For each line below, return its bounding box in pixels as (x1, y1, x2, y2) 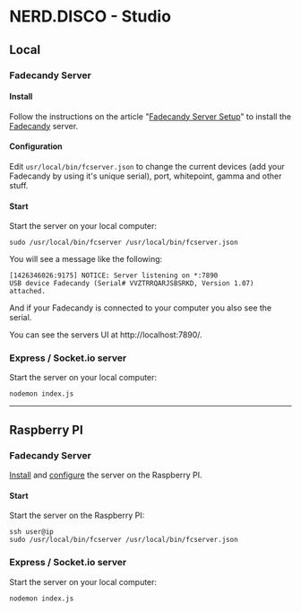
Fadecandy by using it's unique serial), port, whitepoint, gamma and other (9, 170, 282, 181)
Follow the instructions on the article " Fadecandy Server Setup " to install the (9, 110, 292, 122)
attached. (9, 287, 47, 296)
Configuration (9, 141, 63, 152)
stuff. (9, 179, 29, 190)
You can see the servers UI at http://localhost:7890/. (9, 329, 203, 340)
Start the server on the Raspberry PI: (9, 510, 145, 521)
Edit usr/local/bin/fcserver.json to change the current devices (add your (9, 161, 285, 171)
